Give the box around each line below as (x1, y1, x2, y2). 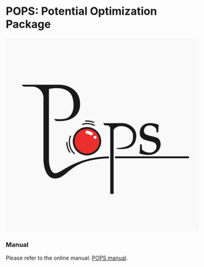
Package (6, 17, 51, 31)
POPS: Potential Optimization (6, 4, 157, 18)
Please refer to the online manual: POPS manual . (6, 254, 128, 261)
